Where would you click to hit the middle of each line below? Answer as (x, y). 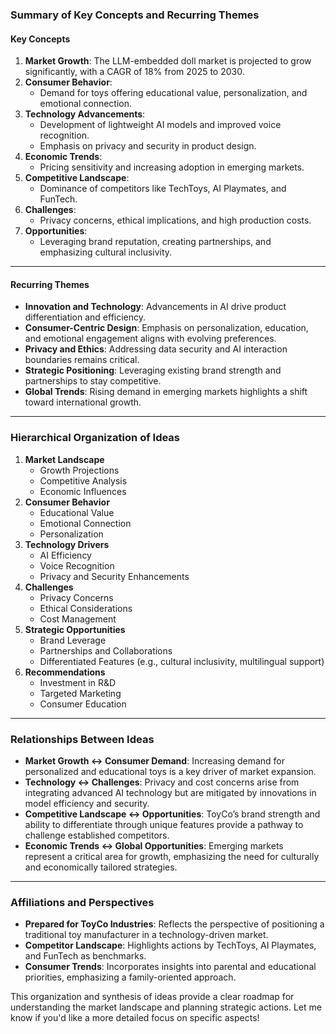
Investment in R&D (78, 682)
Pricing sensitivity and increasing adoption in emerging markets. (172, 167)
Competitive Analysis (83, 480)
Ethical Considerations (86, 608)
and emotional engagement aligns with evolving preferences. (150, 339)
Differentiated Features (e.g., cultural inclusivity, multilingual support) (182, 661)
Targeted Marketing (80, 693)
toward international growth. (83, 402)
